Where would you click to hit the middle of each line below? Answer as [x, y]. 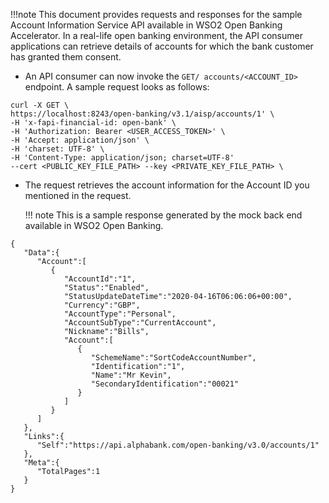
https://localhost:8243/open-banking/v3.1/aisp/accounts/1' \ [142, 114]
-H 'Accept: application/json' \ [80, 140]
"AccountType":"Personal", [120, 314]
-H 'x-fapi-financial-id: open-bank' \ [93, 123]
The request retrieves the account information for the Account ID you [167, 185]
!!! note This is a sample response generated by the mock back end [163, 215]
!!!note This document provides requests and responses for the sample [156, 14]
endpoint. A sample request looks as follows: [117, 87]
